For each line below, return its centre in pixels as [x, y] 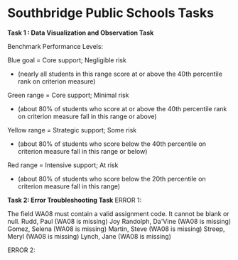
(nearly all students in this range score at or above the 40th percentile [120, 74]
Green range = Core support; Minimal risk [68, 95]
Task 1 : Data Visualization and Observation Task [81, 33]
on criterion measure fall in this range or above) [87, 116]
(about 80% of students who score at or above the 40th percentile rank [122, 108]
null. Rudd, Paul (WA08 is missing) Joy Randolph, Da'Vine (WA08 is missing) [119, 221]
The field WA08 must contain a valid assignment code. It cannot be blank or [118, 213]
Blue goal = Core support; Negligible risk [67, 60]
